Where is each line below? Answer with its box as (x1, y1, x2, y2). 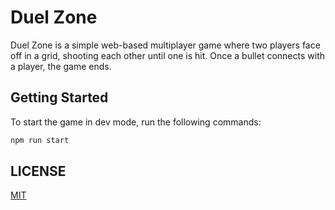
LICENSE (10, 163, 67, 180)
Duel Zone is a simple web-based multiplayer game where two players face (10, 39, 321, 51)
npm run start (10, 135, 70, 145)
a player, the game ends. (10, 60, 112, 72)
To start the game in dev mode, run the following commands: (10, 116, 262, 128)
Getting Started (10, 89, 109, 106)
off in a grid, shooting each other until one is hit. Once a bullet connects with (10, 49, 326, 61)
